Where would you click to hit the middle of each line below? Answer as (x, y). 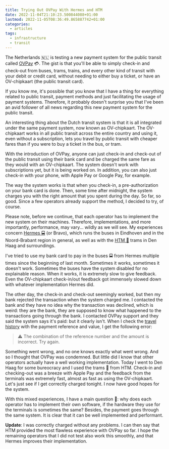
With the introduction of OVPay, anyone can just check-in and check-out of (83, 154)
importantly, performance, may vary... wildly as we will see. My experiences (84, 227)
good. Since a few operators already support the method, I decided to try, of (84, 201)
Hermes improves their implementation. (46, 441)
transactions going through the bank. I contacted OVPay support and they (82, 316)
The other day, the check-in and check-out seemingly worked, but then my (83, 294)
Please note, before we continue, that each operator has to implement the (82, 216)
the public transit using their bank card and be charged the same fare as (80, 159)
